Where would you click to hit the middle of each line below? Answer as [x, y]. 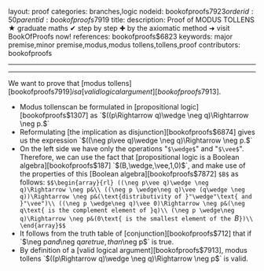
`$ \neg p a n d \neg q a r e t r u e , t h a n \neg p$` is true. [97, 242]
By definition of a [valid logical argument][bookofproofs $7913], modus [133, 250]
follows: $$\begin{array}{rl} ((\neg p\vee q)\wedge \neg [114, 182]
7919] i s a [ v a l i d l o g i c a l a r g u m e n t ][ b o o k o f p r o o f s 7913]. [138, 91]
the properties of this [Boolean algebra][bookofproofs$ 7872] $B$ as [129, 174]
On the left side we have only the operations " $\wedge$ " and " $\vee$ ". [132, 148]
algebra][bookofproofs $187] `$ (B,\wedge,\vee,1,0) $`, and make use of [132, 165]
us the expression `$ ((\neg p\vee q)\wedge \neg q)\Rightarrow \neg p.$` [136, 140]
